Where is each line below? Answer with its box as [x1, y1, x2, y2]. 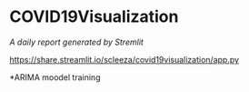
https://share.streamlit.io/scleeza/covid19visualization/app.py [9, 54, 239, 65]
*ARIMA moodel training [9, 71, 101, 83]
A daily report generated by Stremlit [9, 36, 144, 47]
